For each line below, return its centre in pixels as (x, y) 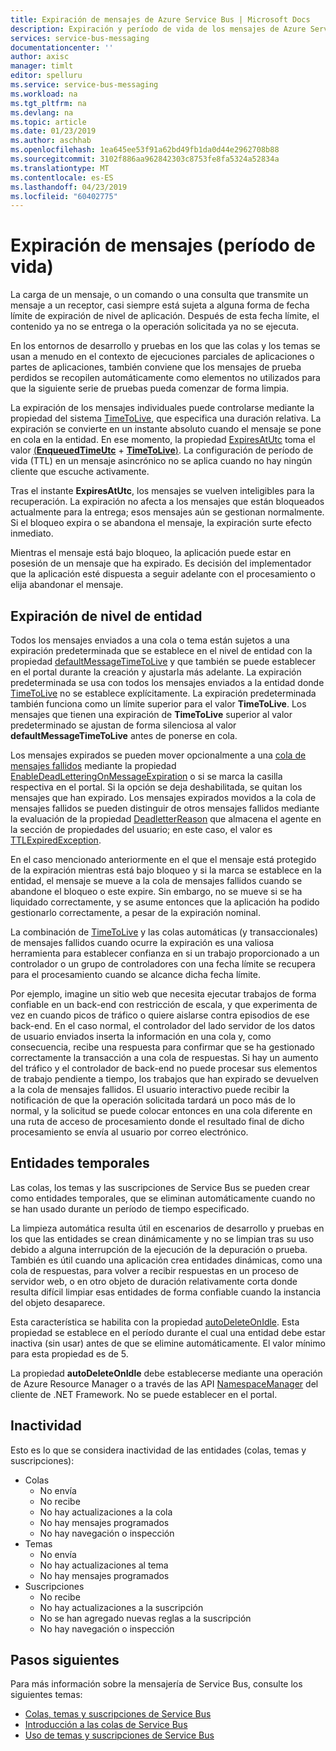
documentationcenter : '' (62, 47)
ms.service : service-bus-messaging (84, 85)
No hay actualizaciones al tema (104, 1565)
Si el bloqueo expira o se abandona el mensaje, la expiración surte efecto (161, 523)
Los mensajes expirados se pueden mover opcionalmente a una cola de (158, 755)
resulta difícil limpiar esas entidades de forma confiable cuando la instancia (166, 1292)
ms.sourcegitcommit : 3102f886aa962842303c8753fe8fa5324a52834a (145, 159)
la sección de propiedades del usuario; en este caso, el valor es (141, 829)
